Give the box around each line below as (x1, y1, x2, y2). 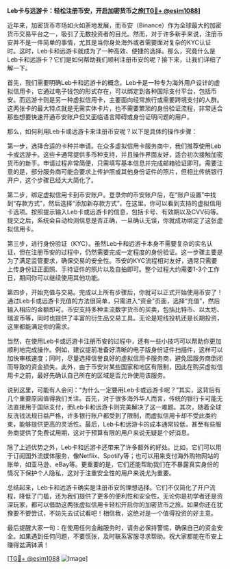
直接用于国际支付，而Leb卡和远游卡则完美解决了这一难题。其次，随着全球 (12, 403, 222, 411)
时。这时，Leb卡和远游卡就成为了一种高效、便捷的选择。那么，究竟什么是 (7, 47, 216, 55)
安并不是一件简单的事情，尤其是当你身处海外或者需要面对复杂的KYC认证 (7, 38, 212, 47)
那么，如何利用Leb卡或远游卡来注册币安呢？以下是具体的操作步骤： (7, 127, 198, 136)
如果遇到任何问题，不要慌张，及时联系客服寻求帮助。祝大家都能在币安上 (18, 532, 223, 540)
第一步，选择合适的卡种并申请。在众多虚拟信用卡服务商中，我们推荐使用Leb (7, 142, 222, 150)
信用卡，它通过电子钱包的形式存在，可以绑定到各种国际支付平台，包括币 (12, 87, 217, 95)
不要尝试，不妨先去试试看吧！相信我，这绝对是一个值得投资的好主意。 (18, 509, 217, 517)
